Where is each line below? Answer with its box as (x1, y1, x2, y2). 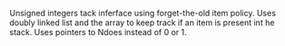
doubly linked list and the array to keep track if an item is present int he (9, 17, 275, 28)
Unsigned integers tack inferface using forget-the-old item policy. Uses (9, 8, 277, 18)
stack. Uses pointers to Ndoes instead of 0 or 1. (9, 27, 188, 37)
